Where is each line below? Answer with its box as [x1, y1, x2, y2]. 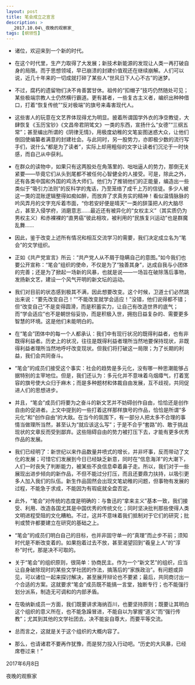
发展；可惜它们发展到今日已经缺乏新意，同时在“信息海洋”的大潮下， [25, 456, 189, 463]
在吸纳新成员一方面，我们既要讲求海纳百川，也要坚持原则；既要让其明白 [14, 601, 189, 608]
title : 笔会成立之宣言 [6, 14, 56, 20]
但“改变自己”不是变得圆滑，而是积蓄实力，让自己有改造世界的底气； [14, 303, 179, 310]
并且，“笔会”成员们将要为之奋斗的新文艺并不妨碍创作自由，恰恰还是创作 [14, 399, 189, 406]
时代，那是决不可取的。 [22, 547, 79, 554]
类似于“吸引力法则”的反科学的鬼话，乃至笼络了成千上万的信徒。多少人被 [14, 185, 189, 192]
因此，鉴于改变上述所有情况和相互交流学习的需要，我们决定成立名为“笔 [14, 234, 186, 241]
